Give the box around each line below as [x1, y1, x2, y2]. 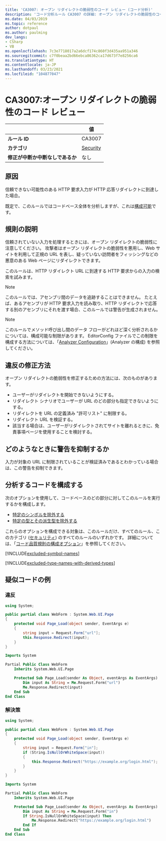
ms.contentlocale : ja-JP [5, 62, 56, 67]
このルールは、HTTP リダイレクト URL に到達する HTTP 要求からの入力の [5, 268, 156, 274]
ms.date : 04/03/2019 [5, 16, 48, 21]
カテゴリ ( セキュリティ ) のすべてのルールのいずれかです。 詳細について [9, 534, 154, 540]
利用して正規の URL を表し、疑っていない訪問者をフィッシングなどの [18, 252, 159, 257]
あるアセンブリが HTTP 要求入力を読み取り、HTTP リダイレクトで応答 [13, 300, 157, 306]
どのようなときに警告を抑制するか [5, 445, 109, 453]
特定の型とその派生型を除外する [12, 517, 78, 524]
